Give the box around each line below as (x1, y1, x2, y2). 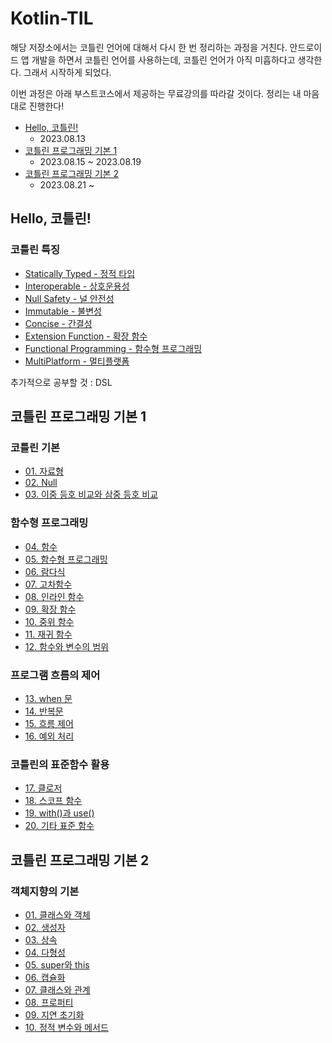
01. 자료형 (24, 465, 64, 477)
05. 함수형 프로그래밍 (24, 553, 108, 565)
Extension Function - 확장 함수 (24, 330, 148, 342)
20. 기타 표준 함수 (24, 820, 95, 832)
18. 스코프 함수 (24, 795, 83, 807)
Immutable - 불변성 (24, 305, 102, 317)
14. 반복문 (24, 705, 64, 717)
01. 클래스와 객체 (24, 908, 91, 921)
